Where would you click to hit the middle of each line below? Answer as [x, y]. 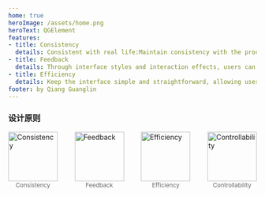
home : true [26, 15]
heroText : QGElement [42, 30]
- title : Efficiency [42, 74]
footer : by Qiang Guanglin [52, 89]
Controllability [232, 185]
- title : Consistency [44, 45]
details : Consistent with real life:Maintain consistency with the [129, 52]
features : [24, 38]
